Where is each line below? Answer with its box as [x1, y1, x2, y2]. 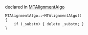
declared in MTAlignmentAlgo [5, 4, 65, 10]
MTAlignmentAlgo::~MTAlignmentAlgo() [5, 13, 82, 18]
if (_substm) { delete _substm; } [14, 22, 84, 26]
